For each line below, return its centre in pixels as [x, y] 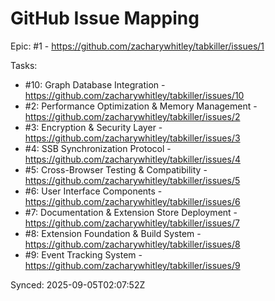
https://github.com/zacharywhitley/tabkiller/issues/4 [132, 159]
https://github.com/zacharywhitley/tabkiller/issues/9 [132, 265]
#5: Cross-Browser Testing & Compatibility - [116, 169]
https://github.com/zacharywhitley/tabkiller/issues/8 [132, 244]
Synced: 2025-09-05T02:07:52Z [78, 284]
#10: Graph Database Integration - [95, 84]
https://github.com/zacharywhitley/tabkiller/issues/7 [132, 223]
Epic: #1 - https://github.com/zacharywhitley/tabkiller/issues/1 [137, 46]
